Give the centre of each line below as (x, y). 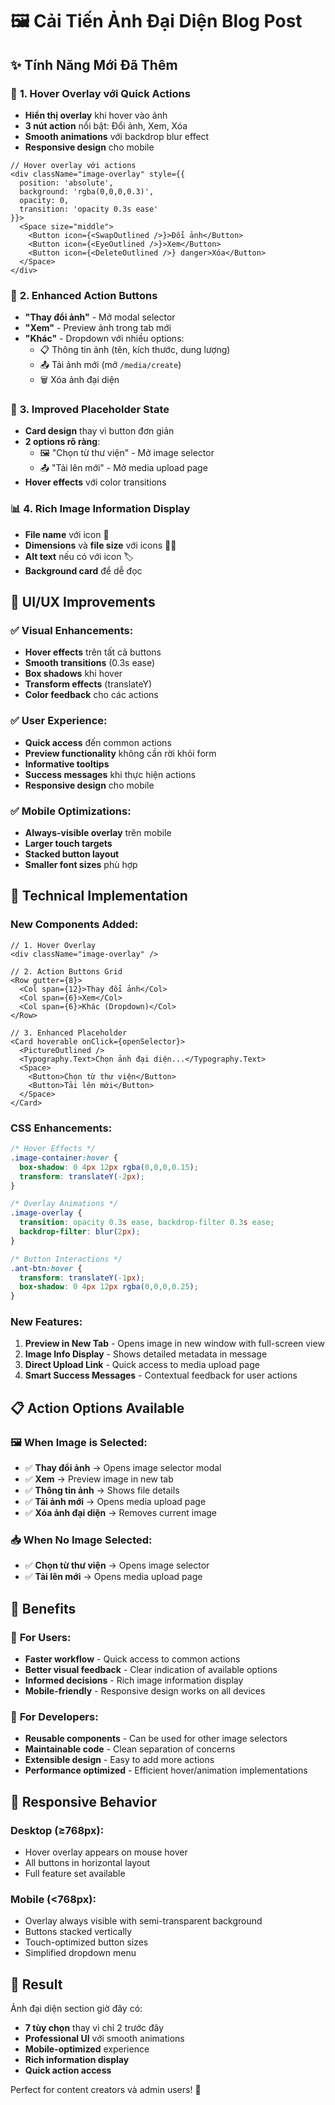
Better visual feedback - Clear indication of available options (151, 1670)
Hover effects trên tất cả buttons (93, 652)
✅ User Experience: (59, 721)
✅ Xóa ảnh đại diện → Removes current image (120, 1513)
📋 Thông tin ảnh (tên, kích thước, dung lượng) (135, 350)
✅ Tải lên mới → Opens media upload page (113, 1577)
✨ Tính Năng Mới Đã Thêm (94, 64)
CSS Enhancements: (61, 1128)
